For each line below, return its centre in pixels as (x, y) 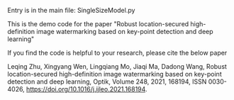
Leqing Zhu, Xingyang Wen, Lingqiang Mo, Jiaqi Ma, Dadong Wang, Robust (117, 66)
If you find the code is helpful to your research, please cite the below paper (117, 53)
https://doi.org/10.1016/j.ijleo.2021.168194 (86, 89)
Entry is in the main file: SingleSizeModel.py (71, 10)
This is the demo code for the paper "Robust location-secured (98, 24)
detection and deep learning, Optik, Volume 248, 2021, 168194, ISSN (107, 82)
